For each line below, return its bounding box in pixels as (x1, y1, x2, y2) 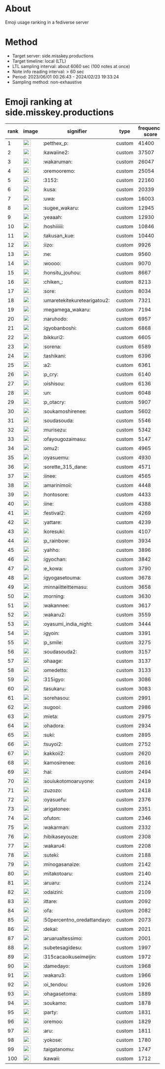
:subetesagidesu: (42, 944, 82, 951)
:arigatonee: (42, 805, 70, 812)
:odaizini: (42, 889, 64, 895)
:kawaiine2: (42, 149, 70, 156)
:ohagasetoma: (42, 990, 77, 997)
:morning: (42, 593, 65, 600)
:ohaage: (42, 657, 63, 664)
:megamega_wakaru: (42, 306, 91, 313)
